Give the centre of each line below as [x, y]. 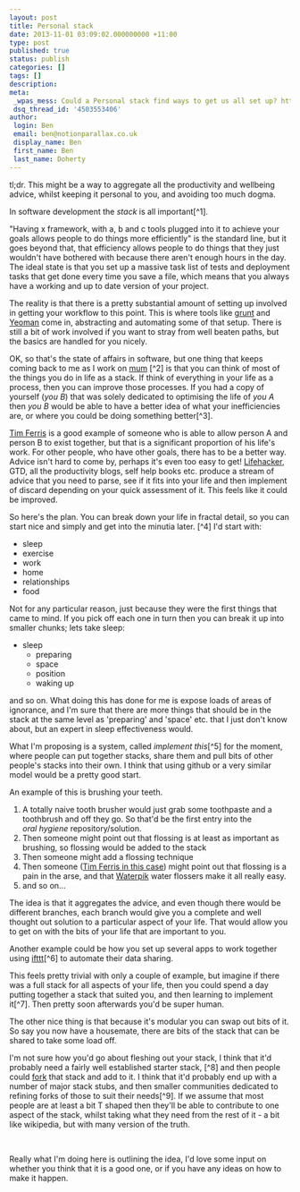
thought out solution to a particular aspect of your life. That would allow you [149, 922]
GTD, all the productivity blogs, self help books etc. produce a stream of [142, 471]
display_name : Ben [47, 142]
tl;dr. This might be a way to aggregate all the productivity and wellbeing [142, 184]
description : [33, 84]
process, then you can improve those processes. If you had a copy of [137, 387]
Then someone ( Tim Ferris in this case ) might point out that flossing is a [154, 866]
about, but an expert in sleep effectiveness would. [101, 728]
